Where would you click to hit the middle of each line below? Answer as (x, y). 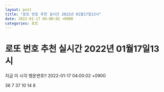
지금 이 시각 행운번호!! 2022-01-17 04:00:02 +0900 (56, 76)
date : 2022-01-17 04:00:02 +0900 (39, 19)
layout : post (18, 10)
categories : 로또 (22, 23)
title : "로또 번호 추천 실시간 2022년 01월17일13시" (53, 14)
